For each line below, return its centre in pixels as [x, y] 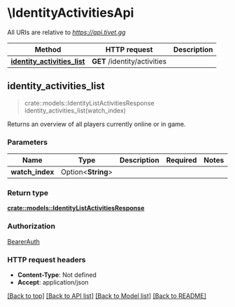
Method [48, 49]
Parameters [27, 142]
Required [181, 160]
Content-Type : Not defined [57, 275]
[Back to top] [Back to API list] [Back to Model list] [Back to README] [107, 296]
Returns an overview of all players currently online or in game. [97, 124]
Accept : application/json [53, 282]
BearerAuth [24, 241]
